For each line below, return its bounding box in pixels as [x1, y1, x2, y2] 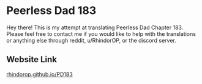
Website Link [6, 54, 57, 65]
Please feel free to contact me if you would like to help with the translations [6, 30, 196, 37]
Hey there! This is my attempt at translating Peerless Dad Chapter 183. [6, 24, 184, 31]
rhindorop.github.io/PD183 [6, 71, 73, 78]
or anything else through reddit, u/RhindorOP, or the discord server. [6, 37, 176, 44]
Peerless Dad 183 [6, 4, 97, 18]
